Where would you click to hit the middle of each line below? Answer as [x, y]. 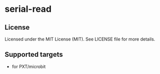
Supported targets [34, 55]
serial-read [28, 9]
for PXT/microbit [29, 66]
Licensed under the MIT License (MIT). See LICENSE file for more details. [80, 39]
